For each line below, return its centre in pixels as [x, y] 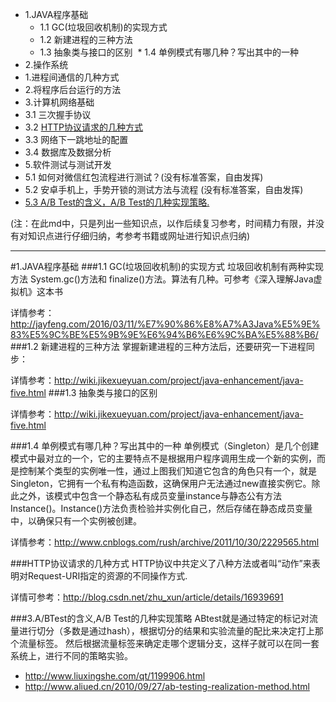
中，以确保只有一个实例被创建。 [76, 521]
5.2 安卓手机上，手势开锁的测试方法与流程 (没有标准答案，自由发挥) [164, 189]
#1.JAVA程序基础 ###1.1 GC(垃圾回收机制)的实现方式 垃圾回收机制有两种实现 [167, 266]
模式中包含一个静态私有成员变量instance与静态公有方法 [167, 496]
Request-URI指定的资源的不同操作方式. [107, 576]
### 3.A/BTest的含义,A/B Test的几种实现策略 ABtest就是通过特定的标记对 [160, 618]
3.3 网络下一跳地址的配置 [76, 139]
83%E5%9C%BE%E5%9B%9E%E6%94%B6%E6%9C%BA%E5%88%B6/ [164, 334]
